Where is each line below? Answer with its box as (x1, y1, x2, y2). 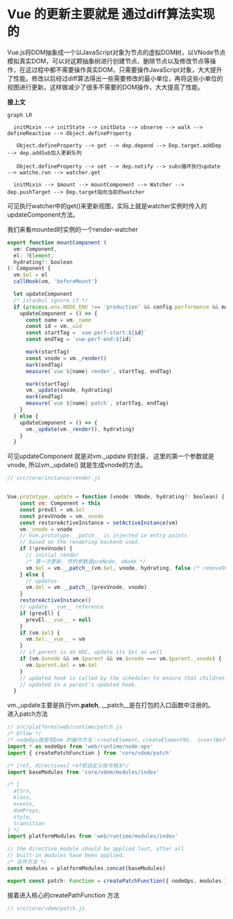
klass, (13, 794, 33, 801)
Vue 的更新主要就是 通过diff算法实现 (7, 6, 215, 22)
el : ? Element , (13, 252, 54, 259)
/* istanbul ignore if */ (13, 297, 89, 304)
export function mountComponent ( (7, 239, 107, 246)
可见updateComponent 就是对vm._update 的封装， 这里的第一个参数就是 (7, 452, 215, 460)
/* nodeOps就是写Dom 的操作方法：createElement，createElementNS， (7, 737, 195, 744)
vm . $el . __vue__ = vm (25, 636, 85, 643)
